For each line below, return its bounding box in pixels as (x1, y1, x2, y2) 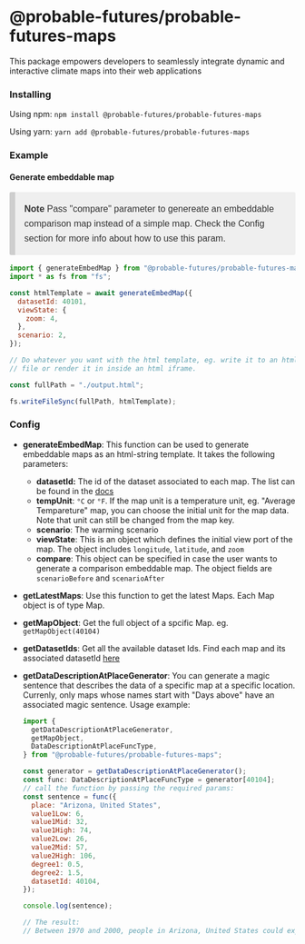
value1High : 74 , (31, 826, 93, 835)
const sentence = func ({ (22, 792, 117, 801)
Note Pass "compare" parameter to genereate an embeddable (24, 204, 275, 214)
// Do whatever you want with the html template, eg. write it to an (9, 356, 279, 365)
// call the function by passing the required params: (22, 783, 235, 792)
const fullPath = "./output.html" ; (9, 380, 144, 390)
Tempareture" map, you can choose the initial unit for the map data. (35, 504, 290, 515)
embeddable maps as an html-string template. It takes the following (22, 448, 275, 460)
